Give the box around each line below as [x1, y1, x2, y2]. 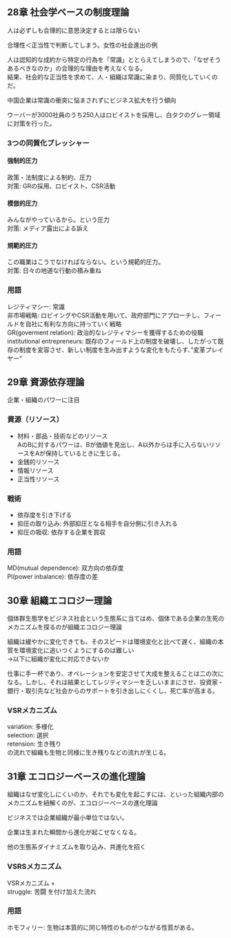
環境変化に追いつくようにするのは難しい [19, 646, 134, 655]
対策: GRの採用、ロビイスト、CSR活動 [7, 181, 116, 190]
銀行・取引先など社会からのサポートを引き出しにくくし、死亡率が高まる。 [7, 687, 219, 695]
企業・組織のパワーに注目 [7, 396, 80, 404]
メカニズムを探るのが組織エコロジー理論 [7, 623, 122, 631]
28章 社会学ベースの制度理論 [7, 6, 130, 19]
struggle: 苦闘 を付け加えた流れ [7, 887, 97, 895]
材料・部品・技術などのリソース [17, 432, 108, 440]
